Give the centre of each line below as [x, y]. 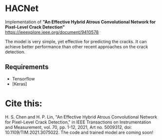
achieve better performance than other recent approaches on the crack [77, 47]
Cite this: [24, 103]
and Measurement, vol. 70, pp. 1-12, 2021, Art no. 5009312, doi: [69, 127]
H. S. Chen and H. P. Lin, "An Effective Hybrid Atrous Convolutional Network [81, 117]
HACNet [22, 8]
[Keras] [19, 84]
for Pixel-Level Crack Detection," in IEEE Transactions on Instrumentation [78, 122]
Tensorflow [23, 78]
